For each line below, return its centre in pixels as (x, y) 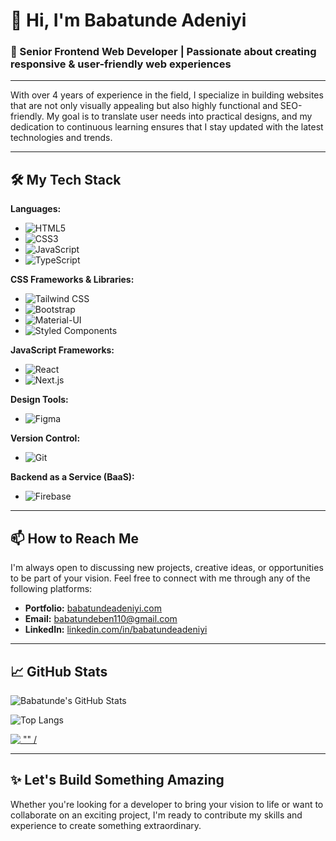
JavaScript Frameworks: (62, 350)
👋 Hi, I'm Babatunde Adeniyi (128, 20)
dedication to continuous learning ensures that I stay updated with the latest (167, 127)
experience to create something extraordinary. (106, 825)
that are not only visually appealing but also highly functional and (144, 106)
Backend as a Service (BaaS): (72, 477)
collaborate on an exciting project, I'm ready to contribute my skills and (156, 815)
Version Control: (45, 438)
